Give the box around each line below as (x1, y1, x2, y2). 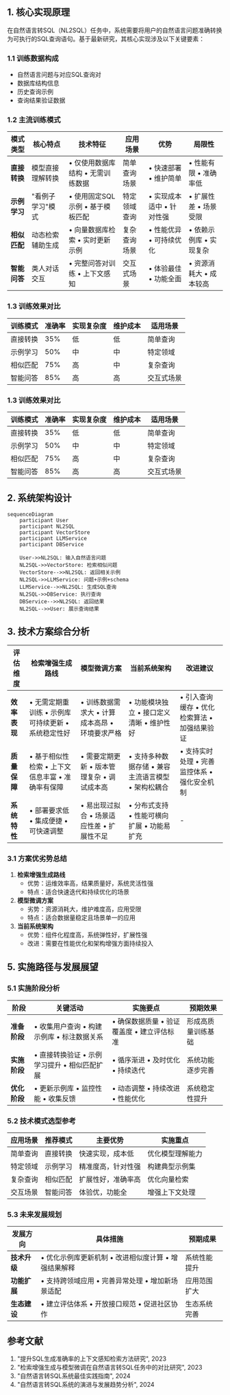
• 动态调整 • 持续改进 (112, 1083, 180, 1093)
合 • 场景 (80, 810, 109, 820)
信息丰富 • (29, 772, 63, 781)
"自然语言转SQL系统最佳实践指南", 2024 (16, 1372, 131, 1380)
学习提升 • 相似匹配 (34, 1060, 97, 1070)
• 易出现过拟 (80, 800, 121, 810)
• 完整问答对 (68, 258, 109, 268)
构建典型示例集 (147, 1161, 196, 1171)
